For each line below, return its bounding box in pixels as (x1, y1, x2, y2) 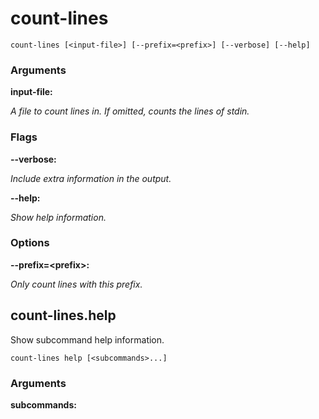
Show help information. (10, 211, 107, 223)
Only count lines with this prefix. (10, 278, 143, 290)
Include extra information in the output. (10, 172, 172, 184)
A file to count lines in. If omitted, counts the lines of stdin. (10, 105, 250, 117)
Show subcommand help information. (10, 333, 165, 346)
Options (10, 236, 50, 250)
